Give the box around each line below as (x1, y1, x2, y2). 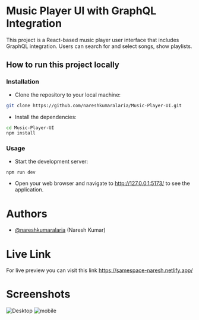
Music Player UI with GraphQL (6, 4, 157, 18)
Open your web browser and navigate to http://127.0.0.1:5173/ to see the (14, 180, 190, 187)
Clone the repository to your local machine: (14, 91, 121, 98)
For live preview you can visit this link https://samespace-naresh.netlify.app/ (6, 267, 193, 274)
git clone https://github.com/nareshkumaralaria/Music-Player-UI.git (6, 103, 182, 108)
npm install (6, 130, 36, 136)
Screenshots (6, 287, 71, 301)
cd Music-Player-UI (6, 124, 55, 131)
